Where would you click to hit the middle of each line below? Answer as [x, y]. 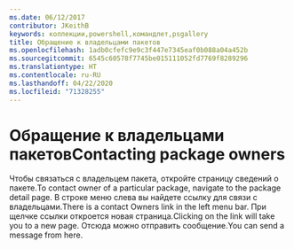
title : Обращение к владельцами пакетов [85, 42]
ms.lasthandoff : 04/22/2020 [61, 83]
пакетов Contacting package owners [147, 154]
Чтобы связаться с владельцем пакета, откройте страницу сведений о [144, 179]
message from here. [46, 235]
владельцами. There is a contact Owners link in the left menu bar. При [138, 207]
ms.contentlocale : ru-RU [55, 75]
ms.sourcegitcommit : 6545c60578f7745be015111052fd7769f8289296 [129, 58]
